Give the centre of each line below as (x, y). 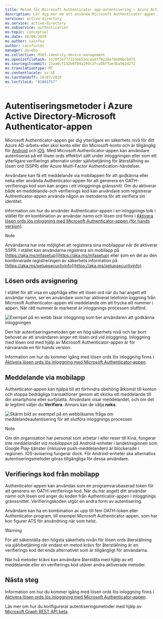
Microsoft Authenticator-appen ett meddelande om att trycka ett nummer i (79, 303)
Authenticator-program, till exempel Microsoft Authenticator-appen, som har (81, 516)
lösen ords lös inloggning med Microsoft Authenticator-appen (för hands (77, 221)
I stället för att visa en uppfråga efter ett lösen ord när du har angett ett (76, 293)
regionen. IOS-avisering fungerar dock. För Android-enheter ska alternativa (81, 454)
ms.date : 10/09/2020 (26, 37)
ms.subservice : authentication (37, 28)
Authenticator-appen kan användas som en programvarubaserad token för (80, 486)
